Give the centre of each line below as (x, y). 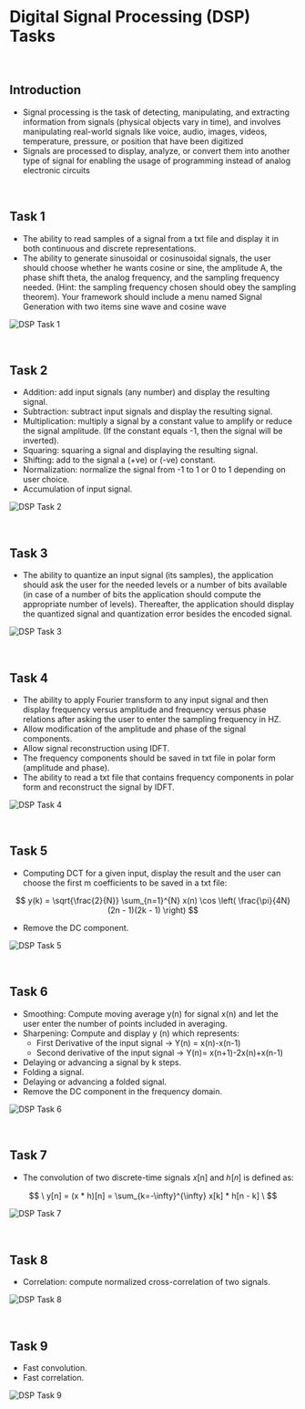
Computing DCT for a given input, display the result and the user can (152, 873)
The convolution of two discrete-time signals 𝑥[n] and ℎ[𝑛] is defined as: (158, 1177)
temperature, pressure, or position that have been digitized (133, 141)
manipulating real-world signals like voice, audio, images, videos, (145, 131)
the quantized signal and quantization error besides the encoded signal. (158, 614)
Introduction (46, 90)
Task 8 (29, 1260)
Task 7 (28, 1155)
